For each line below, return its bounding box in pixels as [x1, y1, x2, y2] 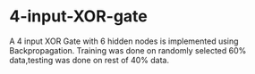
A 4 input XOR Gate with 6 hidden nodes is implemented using [9, 36, 239, 46]
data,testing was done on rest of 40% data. [9, 54, 170, 65]
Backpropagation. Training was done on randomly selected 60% [9, 45, 247, 55]
